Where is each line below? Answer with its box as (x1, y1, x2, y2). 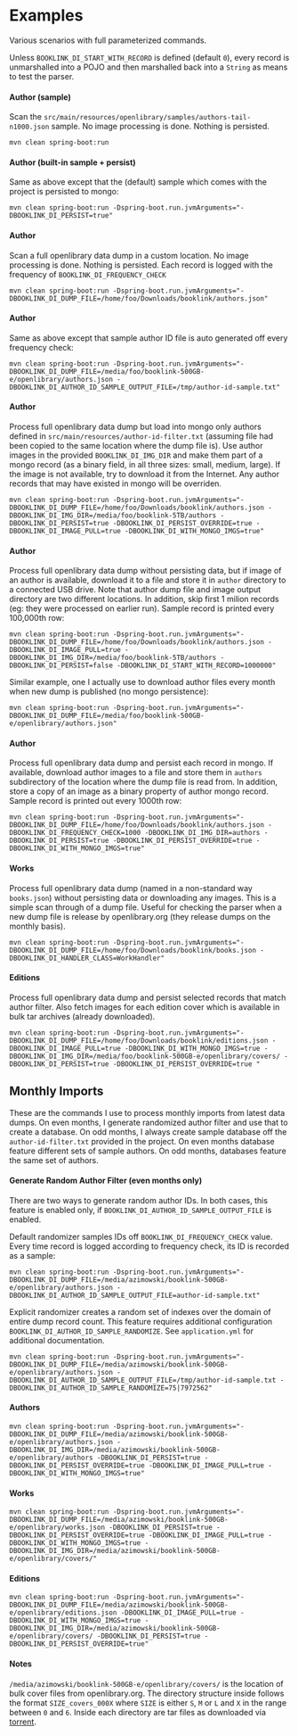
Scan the (9, 112, 43, 122)
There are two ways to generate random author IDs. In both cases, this (9, 1194, 269, 1205)
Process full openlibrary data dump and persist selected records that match (9, 992, 286, 1003)
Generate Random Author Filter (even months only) (9, 1175, 203, 1186)
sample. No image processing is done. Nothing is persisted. (51, 121, 270, 132)
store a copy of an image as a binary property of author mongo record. (9, 786, 269, 797)
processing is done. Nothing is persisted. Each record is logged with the (9, 260, 273, 270)
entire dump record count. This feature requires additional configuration (9, 1316, 273, 1326)
